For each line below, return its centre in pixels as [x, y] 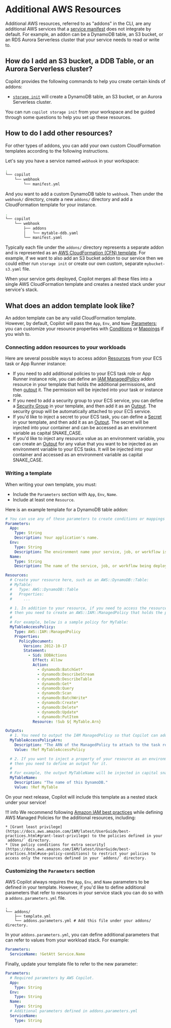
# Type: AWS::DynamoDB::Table [44, 589]
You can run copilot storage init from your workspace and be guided [80, 112]
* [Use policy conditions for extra [44, 845]
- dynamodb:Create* [58, 703]
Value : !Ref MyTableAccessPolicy [50, 750]
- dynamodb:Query [55, 688]
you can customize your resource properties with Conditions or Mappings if [84, 329]
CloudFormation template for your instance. [51, 205]
